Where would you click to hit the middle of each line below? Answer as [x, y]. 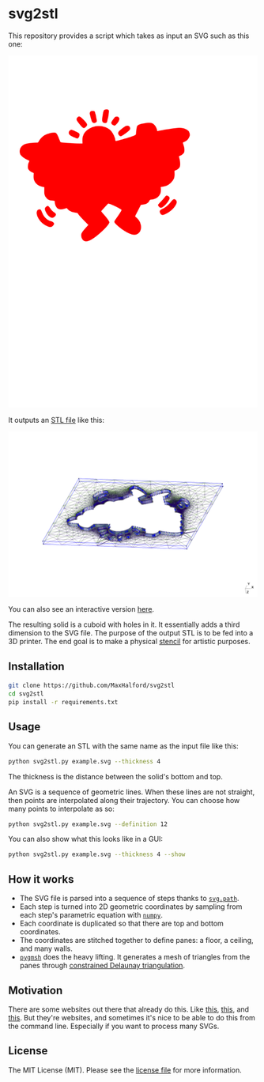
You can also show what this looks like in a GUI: [86, 839]
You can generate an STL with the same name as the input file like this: [123, 746]
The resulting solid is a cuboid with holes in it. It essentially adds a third [124, 624]
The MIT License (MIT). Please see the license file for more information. [125, 1070]
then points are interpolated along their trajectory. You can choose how [124, 800]
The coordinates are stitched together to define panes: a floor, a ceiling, [136, 941]
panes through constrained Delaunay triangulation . [102, 966]
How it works [41, 879]
